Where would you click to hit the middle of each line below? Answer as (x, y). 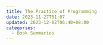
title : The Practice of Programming (51, 11)
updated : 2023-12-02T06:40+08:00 (48, 22)
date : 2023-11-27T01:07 (36, 17)
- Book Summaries (33, 33)
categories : (21, 28)
